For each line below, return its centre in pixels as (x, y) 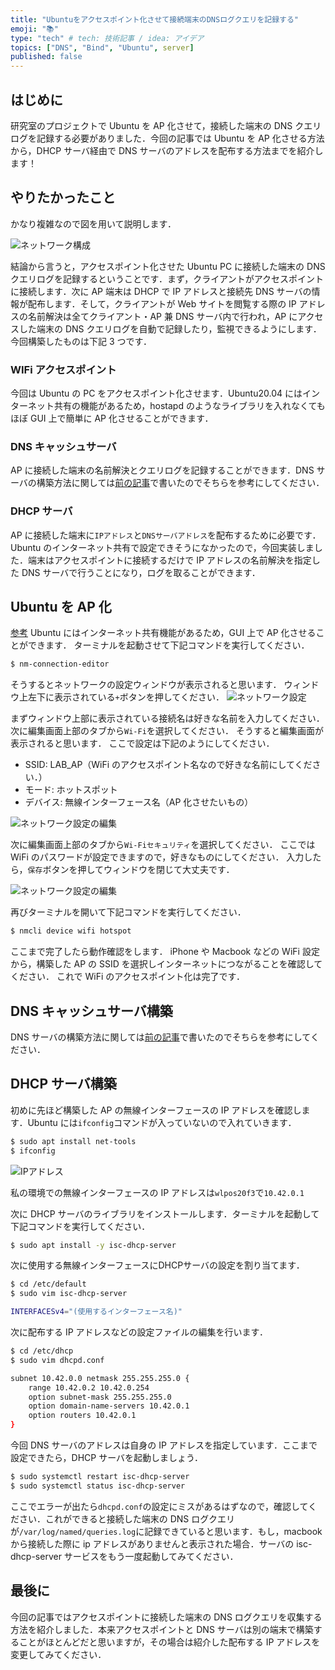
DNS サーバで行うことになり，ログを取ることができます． (141, 572)
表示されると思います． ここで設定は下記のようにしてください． (142, 743)
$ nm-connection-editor (60, 664)
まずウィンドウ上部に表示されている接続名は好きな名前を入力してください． (167, 718)
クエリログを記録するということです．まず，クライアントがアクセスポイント (167, 278)
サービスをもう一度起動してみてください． (151, 1556)
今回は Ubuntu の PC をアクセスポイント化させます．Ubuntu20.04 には (156, 393)
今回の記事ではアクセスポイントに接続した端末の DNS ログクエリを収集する (166, 1617)
